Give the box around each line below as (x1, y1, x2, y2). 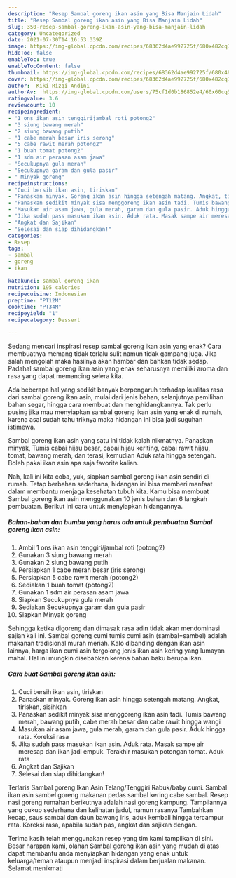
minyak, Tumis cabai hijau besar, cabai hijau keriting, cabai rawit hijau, (8, 444, 211, 452)
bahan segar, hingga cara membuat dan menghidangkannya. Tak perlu (8, 400, 212, 408)
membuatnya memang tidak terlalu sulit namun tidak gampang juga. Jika (8, 349, 217, 358)
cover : (8, 75, 27, 83)
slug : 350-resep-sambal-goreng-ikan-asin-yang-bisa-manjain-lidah (8, 23, 206, 30)
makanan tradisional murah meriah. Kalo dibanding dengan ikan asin (8, 639, 205, 647)
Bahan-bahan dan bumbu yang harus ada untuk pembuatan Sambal (8, 518, 213, 526)
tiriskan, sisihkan (18, 703, 67, 711)
